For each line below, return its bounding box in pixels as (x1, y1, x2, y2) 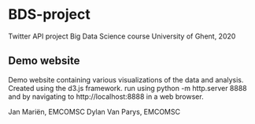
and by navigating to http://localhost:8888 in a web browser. (8, 92, 204, 101)
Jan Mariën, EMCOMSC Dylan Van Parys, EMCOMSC (8, 107, 181, 116)
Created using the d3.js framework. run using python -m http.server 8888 (8, 83, 248, 93)
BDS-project (8, 5, 91, 24)
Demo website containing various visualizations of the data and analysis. (8, 75, 244, 84)
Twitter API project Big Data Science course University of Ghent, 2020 (8, 31, 236, 41)
